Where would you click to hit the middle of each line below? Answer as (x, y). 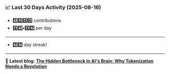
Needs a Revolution (26, 66)
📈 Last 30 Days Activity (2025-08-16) (53, 7)
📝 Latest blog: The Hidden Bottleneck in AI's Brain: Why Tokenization (79, 61)
